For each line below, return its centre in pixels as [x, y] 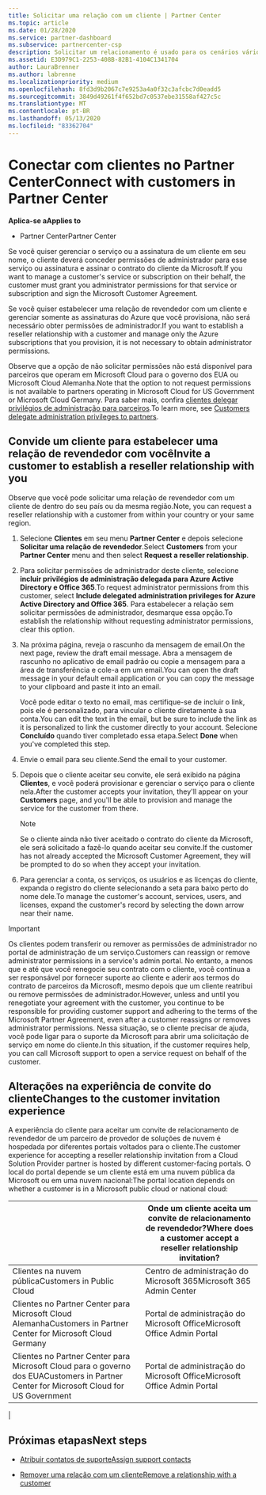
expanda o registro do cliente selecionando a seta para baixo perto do [134, 888]
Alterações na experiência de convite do [110, 1086]
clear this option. [47, 629]
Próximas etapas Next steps [78, 1440]
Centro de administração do [197, 1271]
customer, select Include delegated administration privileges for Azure [137, 595]
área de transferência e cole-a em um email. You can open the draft [129, 670]
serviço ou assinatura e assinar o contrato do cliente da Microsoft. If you [125, 268]
